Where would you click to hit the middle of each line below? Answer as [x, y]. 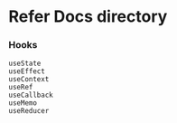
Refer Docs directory [88, 17]
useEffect [27, 71]
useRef [21, 88]
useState [25, 64]
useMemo [23, 103]
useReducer [29, 111]
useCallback [31, 95]
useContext [29, 80]
